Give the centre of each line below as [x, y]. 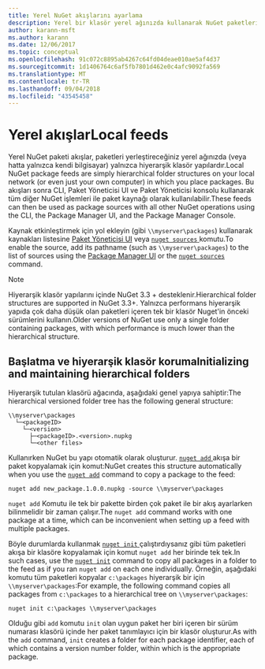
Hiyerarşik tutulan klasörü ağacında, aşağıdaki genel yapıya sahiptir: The [125, 392]
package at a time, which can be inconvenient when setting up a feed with [129, 520]
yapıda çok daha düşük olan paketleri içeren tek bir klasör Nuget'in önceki [129, 311]
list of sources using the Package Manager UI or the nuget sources [116, 256]
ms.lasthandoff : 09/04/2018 [54, 89]
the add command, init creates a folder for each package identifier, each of [131, 640]
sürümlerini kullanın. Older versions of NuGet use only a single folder [119, 320]
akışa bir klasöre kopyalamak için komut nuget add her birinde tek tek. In [124, 552]
